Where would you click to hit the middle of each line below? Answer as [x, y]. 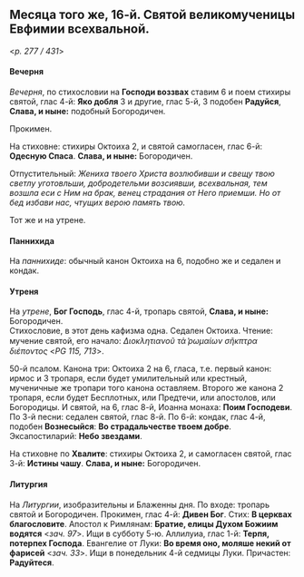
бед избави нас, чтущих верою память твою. [98, 202]
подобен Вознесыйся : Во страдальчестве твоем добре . [120, 426]
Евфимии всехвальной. [79, 29]
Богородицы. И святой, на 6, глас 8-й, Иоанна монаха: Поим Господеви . [151, 407]
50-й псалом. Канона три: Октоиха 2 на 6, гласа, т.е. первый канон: [141, 369]
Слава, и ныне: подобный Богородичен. [88, 112]
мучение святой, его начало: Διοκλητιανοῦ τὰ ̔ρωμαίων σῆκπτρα [134, 341]
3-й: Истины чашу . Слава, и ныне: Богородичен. [105, 464]
